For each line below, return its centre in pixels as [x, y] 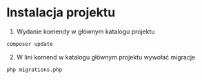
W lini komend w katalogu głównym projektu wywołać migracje [106, 57]
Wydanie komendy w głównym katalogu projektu [86, 31]
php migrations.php [34, 70]
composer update [30, 44]
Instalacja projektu [61, 13]
